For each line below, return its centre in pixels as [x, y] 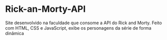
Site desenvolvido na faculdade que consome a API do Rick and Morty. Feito [83, 23]
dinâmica [14, 33]
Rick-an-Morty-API [45, 9]
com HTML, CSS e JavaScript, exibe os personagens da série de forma [78, 28]
